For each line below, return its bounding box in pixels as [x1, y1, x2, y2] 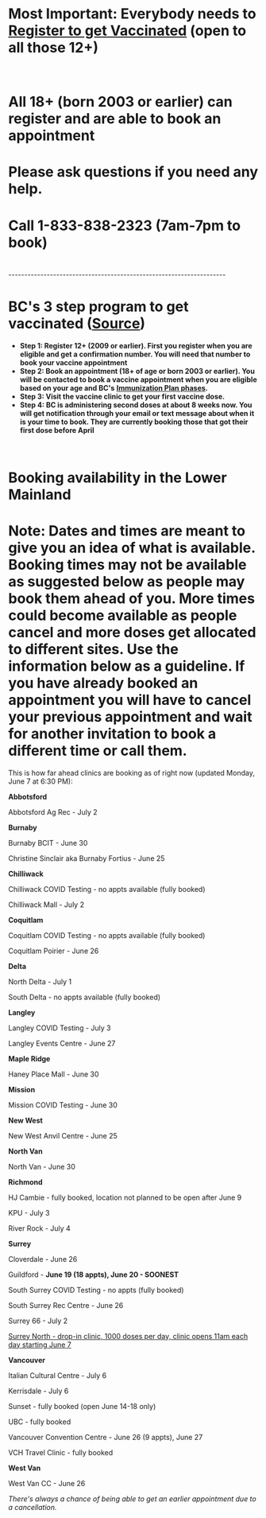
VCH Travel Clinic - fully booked [8, 1447, 114, 1457]
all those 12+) [8, 39, 99, 56]
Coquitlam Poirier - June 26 [8, 946, 99, 956]
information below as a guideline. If [8, 657, 245, 675]
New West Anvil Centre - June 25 [8, 1131, 118, 1140]
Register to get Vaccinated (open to [8, 21, 247, 40]
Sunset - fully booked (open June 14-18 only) [8, 1401, 156, 1411]
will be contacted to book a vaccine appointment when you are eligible [19, 375, 257, 384]
